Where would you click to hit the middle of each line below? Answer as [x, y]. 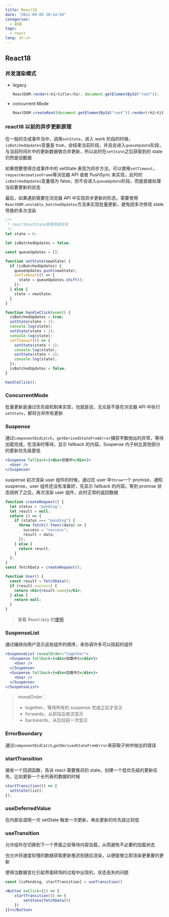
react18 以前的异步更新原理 [38, 127]
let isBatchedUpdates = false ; [38, 243]
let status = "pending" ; [36, 506]
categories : [18, 19]
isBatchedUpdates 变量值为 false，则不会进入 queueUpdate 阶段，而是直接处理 [83, 181]
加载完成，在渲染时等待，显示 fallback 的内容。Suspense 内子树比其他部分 [83, 444]
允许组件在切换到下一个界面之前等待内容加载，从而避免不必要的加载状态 [80, 845]
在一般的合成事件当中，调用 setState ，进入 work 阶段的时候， [69, 138]
